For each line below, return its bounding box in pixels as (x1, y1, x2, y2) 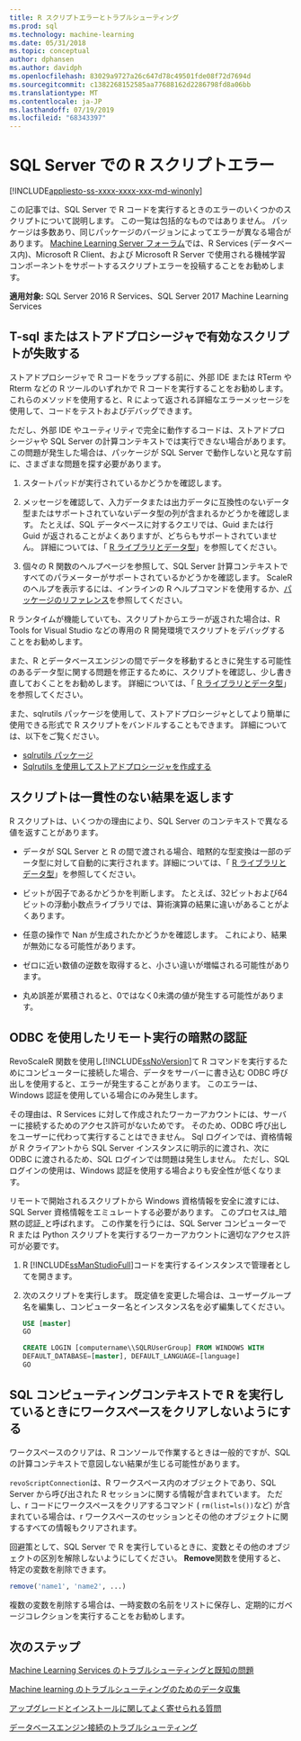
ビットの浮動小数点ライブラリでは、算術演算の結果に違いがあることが (22, 898, 283, 909)
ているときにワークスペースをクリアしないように (9, 1404, 279, 1420)
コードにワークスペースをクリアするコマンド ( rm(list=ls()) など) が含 (30, 1500, 291, 1511)
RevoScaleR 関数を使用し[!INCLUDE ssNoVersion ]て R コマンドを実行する (9, 1055, 280, 1067)
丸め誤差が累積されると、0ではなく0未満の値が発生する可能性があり (22, 989, 277, 1000)
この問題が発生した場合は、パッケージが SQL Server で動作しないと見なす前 (9, 447, 292, 457)
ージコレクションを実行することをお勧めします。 (9, 1610, 190, 1621)
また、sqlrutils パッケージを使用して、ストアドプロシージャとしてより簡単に (9, 708, 291, 718)
